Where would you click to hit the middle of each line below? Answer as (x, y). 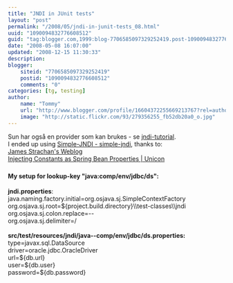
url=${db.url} (27, 258)
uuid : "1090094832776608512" (50, 33)
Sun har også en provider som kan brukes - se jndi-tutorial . (92, 137)
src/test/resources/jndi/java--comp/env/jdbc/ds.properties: (97, 236)
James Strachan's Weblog (45, 151)
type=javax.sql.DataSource (46, 243)
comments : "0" (40, 85)
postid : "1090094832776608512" (65, 78)
